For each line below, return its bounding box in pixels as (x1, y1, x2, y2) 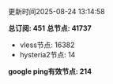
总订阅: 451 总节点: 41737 (8, 24, 92, 33)
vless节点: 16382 (19, 40, 75, 49)
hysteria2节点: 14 (19, 50, 76, 59)
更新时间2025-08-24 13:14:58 (8, 7, 105, 16)
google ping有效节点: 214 (8, 67, 92, 76)
